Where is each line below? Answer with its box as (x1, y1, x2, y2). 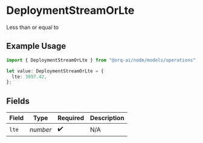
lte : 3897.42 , (11, 74, 47, 80)
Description (89, 114, 125, 122)
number (29, 125, 52, 133)
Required (57, 114, 85, 122)
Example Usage (6, 41, 66, 51)
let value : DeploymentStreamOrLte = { (6, 68, 104, 74)
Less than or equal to (6, 24, 59, 31)
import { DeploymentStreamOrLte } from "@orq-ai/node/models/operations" (6, 57, 196, 63)
